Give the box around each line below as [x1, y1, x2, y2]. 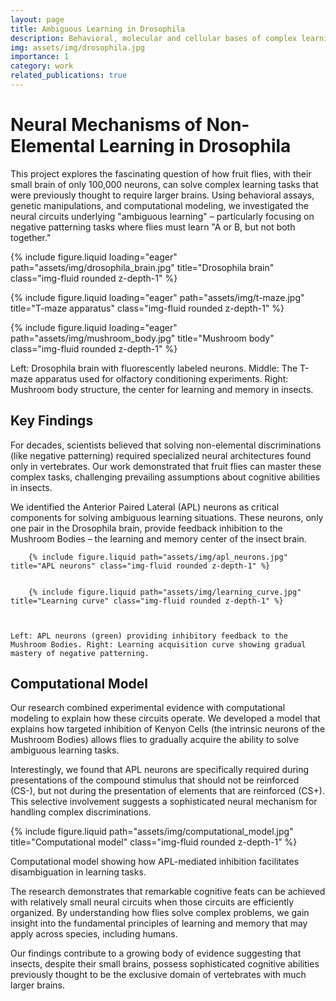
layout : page [10, 14, 65, 25]
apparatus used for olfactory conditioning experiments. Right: [34, 372, 289, 385]
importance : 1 [10, 52, 70, 62]
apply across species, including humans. [10, 928, 178, 940]
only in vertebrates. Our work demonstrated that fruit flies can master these [10, 460, 322, 472]
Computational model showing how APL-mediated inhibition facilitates [10, 856, 300, 868]
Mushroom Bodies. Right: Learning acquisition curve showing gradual [10, 639, 307, 650]
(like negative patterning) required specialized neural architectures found [10, 449, 312, 461]
